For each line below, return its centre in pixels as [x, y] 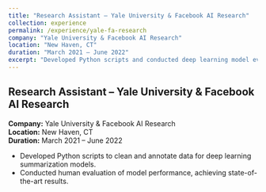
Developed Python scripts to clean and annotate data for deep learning [135, 156]
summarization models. [58, 164]
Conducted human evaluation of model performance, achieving [123, 172]
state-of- [243, 172]
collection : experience [47, 23]
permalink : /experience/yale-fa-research [78, 30]
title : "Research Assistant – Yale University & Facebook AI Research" [129, 15]
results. [57, 181]
